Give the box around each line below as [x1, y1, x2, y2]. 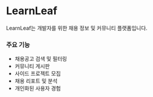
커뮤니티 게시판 [14, 63, 50, 70]
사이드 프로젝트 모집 [14, 70, 61, 77]
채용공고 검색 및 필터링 [14, 55, 67, 63]
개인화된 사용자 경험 [14, 85, 61, 92]
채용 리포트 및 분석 [14, 77, 58, 85]
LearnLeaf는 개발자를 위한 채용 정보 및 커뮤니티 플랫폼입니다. [6, 24, 148, 31]
